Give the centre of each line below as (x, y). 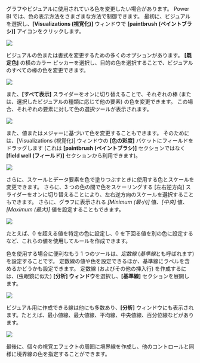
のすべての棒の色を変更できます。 (48, 70)
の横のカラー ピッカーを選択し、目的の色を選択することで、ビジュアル (107, 63)
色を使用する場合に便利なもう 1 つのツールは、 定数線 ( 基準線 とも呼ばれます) (100, 254)
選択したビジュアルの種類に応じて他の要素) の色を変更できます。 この (102, 102)
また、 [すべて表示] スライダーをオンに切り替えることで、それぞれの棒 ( (94, 94)
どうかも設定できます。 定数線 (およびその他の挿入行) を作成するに (104, 269)
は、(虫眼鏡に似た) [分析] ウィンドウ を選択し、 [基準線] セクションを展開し (98, 276)
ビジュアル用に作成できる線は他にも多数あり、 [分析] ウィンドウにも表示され (100, 308)
